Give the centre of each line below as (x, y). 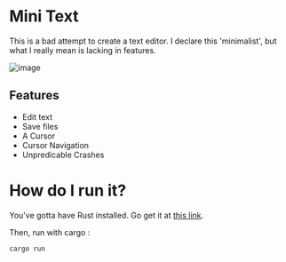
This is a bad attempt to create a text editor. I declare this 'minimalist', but (143, 41)
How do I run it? (68, 191)
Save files (40, 126)
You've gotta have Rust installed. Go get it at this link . (107, 215)
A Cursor (39, 136)
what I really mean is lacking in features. (83, 50)
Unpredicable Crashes (63, 155)
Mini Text (44, 16)
